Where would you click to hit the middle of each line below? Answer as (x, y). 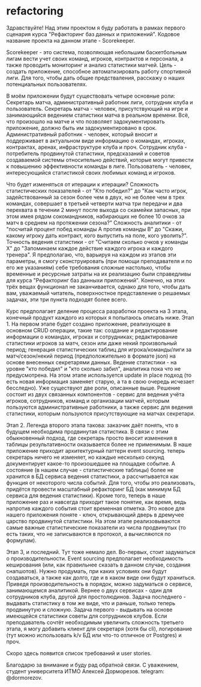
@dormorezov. (25, 677)
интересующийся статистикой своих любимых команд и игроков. (91, 172)
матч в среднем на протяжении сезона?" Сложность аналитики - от (94, 222)
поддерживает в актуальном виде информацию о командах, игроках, (96, 140)
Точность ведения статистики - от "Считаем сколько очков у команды (97, 241)
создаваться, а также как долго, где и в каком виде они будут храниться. (101, 577)
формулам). (22, 540)
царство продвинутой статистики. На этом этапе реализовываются (93, 521)
